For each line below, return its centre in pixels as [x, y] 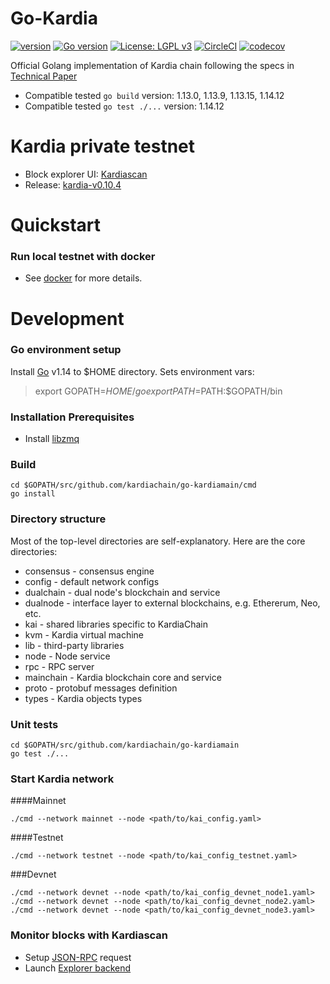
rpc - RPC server [59, 666]
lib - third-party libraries [74, 645]
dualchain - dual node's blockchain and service [122, 592]
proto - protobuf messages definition [101, 688]
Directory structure [58, 519]
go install [33, 494]
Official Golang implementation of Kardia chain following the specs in [152, 65]
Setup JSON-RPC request [78, 957]
